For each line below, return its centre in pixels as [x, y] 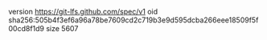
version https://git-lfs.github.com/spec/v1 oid [83, 12]
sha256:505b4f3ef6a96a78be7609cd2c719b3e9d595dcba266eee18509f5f [133, 20]
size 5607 [62, 28]
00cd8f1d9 [27, 28]
